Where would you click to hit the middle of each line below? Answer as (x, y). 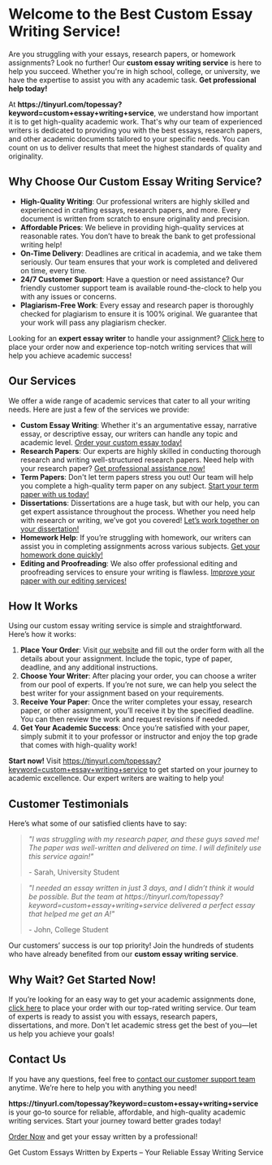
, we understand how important (206, 113)
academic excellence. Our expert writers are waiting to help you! (117, 779)
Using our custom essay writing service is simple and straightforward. (125, 626)
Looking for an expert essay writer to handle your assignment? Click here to (136, 338)
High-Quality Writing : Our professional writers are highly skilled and (135, 201)
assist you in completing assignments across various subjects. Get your (140, 546)
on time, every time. (54, 270)
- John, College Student (68, 930)
